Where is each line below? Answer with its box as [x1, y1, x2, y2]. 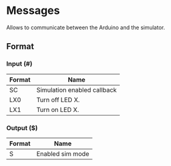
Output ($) [6, 123, 38, 132]
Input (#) [6, 60, 33, 68]
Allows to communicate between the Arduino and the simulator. [6, 24, 166, 31]
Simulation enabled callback [36, 86, 117, 94]
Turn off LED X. [36, 95, 80, 104]
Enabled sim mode [36, 150, 89, 158]
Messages [6, 4, 60, 18]
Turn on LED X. [36, 105, 79, 114]
